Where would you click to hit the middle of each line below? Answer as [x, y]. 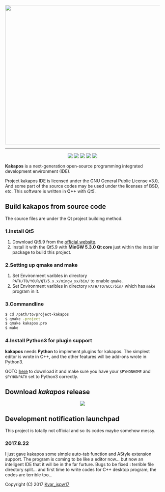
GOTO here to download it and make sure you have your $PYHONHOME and [78, 371]
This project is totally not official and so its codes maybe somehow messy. [80, 431]
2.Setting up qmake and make [41, 265]
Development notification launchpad [62, 419]
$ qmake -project [23, 319]
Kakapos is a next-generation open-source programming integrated [74, 166]
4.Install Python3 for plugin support [49, 341]
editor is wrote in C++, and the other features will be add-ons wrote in [76, 356]
